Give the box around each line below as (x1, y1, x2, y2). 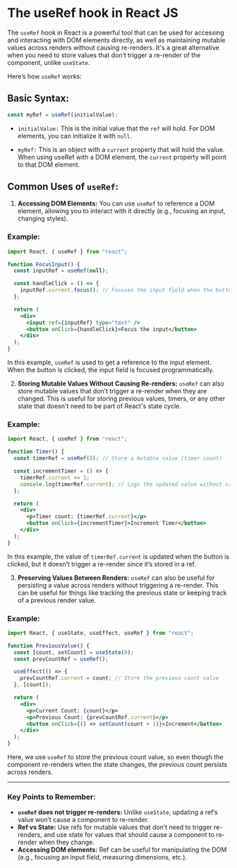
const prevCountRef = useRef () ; (13, 655, 109, 662)
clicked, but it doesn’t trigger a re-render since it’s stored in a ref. (7, 559, 196, 568)
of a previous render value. (17, 595, 97, 605)
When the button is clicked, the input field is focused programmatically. (7, 366, 214, 374)
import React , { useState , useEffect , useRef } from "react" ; (7, 629, 194, 636)
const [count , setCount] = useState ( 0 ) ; (13, 648, 134, 656)
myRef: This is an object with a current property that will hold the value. (17, 145, 225, 153)
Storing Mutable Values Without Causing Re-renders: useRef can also (17, 379, 224, 388)
